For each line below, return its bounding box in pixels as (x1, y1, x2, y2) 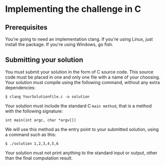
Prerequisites (5, 23, 48, 32)
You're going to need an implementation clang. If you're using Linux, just (5, 36, 153, 42)
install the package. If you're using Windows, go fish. (5, 41, 113, 47)
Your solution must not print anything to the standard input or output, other (5, 150, 158, 156)
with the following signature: (5, 108, 63, 114)
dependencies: (5, 84, 36, 90)
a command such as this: (5, 131, 56, 137)
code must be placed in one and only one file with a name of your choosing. (5, 74, 161, 80)
